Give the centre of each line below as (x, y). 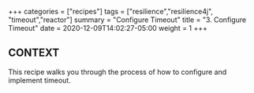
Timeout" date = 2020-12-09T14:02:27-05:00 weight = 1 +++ (108, 28)
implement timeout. (39, 80)
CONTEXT (34, 53)
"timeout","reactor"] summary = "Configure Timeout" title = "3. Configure (127, 20)
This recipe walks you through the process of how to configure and (118, 72)
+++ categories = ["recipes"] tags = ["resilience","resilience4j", (111, 11)
